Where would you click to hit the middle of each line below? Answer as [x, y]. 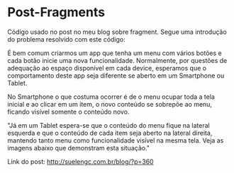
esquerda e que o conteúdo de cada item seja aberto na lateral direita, [110, 133]
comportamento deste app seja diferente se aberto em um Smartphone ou [116, 76]
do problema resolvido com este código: [66, 39]
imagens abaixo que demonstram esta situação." [79, 148]
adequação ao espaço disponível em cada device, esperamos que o [107, 68]
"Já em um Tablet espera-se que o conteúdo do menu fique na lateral [109, 125]
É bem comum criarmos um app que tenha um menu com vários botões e [115, 53]
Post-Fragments [56, 12]
